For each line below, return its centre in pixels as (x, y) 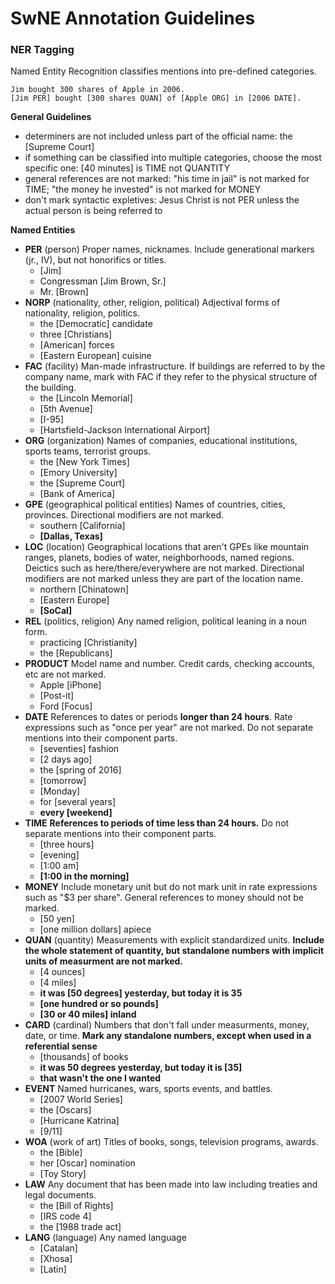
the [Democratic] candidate (96, 324)
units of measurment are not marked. (104, 961)
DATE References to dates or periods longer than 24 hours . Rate (158, 717)
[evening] (59, 855)
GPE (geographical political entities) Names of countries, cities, (155, 504)
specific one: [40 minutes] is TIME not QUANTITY (127, 168)
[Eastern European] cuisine (95, 356)
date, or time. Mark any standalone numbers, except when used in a (168, 1036)
